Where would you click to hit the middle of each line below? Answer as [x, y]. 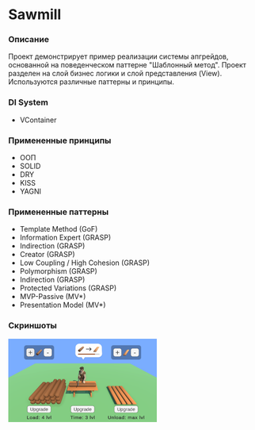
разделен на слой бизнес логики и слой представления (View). [115, 74]
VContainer [38, 120]
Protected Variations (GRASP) [68, 288]
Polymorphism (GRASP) [58, 271]
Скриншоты [33, 325]
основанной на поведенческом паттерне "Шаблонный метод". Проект [127, 65]
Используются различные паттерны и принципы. [91, 82]
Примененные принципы [60, 140]
